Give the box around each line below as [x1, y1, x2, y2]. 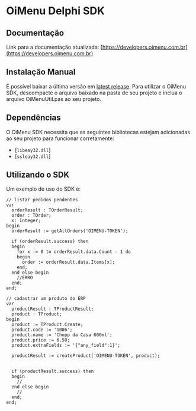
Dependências [6, 113, 61, 123]
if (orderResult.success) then [11, 239, 89, 245]
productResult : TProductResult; [11, 306, 94, 312]
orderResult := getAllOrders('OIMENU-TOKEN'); [11, 228, 128, 234]
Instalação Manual [6, 67, 76, 77]
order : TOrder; [11, 213, 52, 219]
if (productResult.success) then [11, 368, 94, 375]
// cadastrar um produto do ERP [6, 296, 86, 302]
